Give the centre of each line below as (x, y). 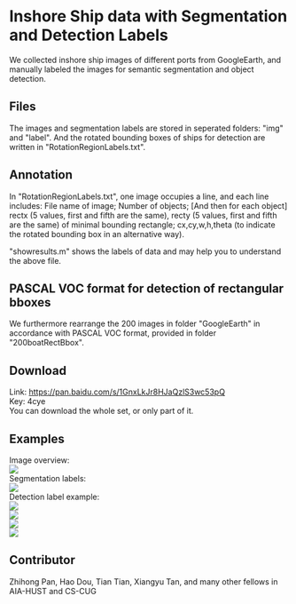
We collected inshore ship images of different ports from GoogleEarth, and (145, 60)
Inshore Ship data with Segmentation (148, 16)
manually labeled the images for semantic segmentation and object (132, 69)
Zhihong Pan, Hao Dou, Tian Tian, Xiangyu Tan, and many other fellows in (144, 581)
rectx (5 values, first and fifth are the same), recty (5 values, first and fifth (143, 215)
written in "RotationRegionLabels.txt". (78, 147)
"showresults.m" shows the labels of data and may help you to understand (145, 251)
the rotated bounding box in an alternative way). (97, 234)
